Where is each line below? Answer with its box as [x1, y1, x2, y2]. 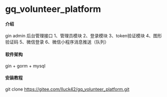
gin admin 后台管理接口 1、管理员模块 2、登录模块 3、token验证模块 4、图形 [5, 33, 162, 39]
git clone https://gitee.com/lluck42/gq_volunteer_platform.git [5, 86, 130, 92]
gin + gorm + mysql [5, 63, 46, 69]
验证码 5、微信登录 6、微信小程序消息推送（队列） [5, 39, 109, 45]
